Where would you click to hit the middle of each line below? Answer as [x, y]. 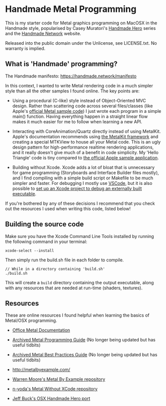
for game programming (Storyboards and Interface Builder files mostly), [86, 172]
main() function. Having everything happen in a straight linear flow [80, 116]
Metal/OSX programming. [31, 321]
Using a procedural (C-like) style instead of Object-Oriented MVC [79, 100]
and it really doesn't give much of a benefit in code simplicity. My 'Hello [85, 152]
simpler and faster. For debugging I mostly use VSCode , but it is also [82, 183]
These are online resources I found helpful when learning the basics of [77, 315]
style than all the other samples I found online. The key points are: [72, 91]
